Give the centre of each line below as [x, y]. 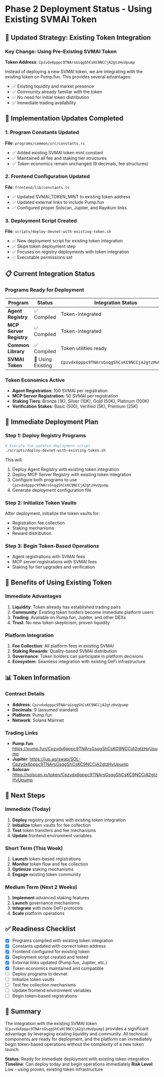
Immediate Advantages [33, 596]
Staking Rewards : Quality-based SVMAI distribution [64, 651]
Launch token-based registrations [47, 859]
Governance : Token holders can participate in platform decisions [78, 656]
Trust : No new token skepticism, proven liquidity [61, 622]
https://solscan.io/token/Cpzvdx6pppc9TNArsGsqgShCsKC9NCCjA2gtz [85, 775]
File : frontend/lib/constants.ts [37, 187]
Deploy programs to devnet [40, 974]
